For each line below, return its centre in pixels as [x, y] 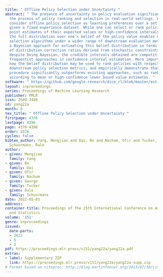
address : [14, 204]
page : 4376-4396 [21, 127]
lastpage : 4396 [20, 122]
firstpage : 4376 [21, 118]
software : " [17, 82]
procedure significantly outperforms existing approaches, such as [79, 73]
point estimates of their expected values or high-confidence [73, 32]
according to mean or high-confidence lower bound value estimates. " [82, 77]
